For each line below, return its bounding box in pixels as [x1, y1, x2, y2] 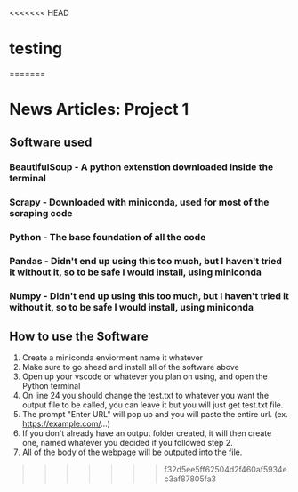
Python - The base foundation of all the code [9, 231, 206, 244]
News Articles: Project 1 [9, 100, 189, 119]
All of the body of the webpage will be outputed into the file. [21, 447, 243, 457]
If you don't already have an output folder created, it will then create [21, 427, 272, 439]
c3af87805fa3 [164, 473, 216, 484]
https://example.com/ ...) [21, 418, 111, 429]
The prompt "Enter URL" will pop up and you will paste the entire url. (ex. [21, 408, 288, 419]
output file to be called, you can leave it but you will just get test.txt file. [21, 399, 284, 410]
